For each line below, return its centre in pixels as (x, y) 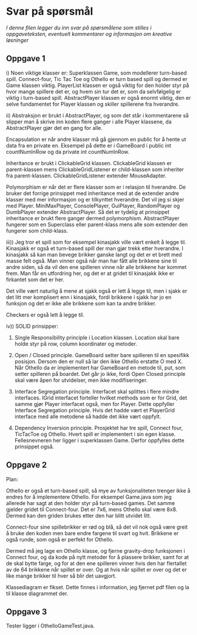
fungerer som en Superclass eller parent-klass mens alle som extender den (97, 224)
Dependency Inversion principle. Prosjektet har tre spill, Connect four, (98, 428)
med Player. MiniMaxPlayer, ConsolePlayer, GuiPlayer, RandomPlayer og (93, 206)
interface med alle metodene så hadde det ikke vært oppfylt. (88, 416)
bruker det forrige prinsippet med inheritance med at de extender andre (93, 193)
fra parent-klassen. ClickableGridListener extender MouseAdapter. (86, 176)
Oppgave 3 (27, 612)
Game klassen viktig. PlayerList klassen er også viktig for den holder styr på (98, 85)
